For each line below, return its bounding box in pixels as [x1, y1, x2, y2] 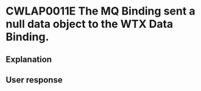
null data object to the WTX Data [5, 17, 174, 31]
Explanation [5, 54, 52, 64]
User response [5, 75, 63, 85]
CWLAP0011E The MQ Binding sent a [5, 4, 196, 18]
